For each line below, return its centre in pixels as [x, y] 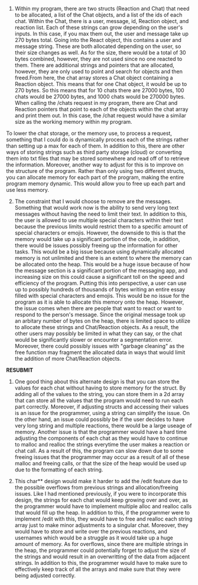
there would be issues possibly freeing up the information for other [96, 245]
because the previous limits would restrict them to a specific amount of [101, 226]
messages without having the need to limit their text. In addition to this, [101, 214]
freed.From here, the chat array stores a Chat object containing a [94, 78]
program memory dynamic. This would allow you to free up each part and [96, 184]
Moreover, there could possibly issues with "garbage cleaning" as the [99, 346]
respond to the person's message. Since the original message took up [100, 314]
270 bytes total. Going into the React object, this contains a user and [98, 40]
